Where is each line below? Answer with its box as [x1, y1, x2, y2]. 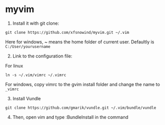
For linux [5, 62, 24, 69]
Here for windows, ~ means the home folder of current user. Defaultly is [5, 39, 154, 45]
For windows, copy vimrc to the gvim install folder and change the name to [5, 81, 160, 87]
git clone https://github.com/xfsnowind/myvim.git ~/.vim [5, 30, 129, 35]
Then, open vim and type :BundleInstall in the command [12, 114, 129, 120]
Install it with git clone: [12, 20, 59, 26]
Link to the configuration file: [12, 53, 72, 59]
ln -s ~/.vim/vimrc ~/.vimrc [5, 72, 66, 78]
